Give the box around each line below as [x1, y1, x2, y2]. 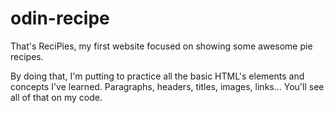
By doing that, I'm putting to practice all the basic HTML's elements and [10, 70, 305, 82]
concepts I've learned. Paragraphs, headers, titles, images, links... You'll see [10, 80, 325, 92]
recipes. [10, 50, 44, 62]
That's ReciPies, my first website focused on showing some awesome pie [10, 40, 313, 52]
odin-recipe [10, 7, 110, 30]
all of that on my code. [10, 91, 103, 103]
